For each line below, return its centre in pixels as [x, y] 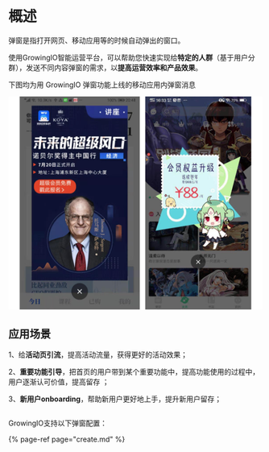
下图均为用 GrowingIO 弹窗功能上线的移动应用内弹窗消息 [102, 85]
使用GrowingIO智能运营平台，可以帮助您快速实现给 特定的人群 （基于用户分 [132, 57]
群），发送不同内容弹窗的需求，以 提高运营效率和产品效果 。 [106, 67]
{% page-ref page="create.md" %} [67, 439]
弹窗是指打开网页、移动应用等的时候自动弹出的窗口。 [97, 40]
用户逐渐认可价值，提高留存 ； [59, 382]
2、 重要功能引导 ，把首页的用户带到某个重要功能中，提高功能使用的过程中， [134, 372]
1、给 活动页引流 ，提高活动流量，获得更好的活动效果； [98, 355]
